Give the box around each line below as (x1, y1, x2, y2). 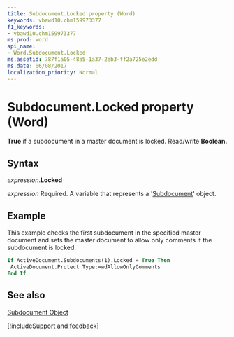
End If (7, 270, 27, 277)
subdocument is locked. (7, 243, 77, 252)
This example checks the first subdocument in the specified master (7, 228, 201, 237)
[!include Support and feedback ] (7, 322, 99, 330)
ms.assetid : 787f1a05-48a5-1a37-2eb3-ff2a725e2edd (7, 56, 158, 63)
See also (7, 289, 45, 301)
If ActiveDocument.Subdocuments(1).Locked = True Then (7, 257, 170, 264)
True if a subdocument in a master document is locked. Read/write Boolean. (7, 137, 228, 146)
